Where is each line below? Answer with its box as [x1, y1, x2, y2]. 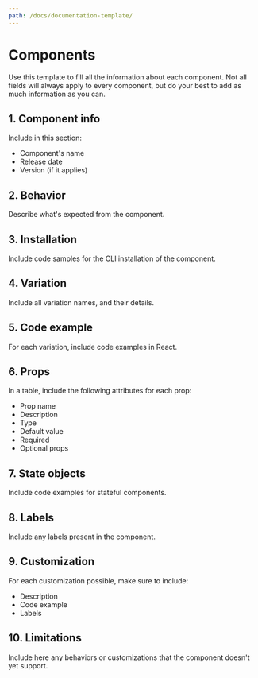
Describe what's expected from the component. [8, 210, 165, 219]
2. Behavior [8, 188, 66, 202]
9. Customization [8, 555, 95, 568]
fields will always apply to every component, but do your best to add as [8, 80, 242, 90]
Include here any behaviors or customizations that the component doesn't [8, 653, 250, 662]
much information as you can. [8, 89, 106, 99]
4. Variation [8, 277, 67, 290]
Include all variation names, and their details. [8, 297, 155, 307]
